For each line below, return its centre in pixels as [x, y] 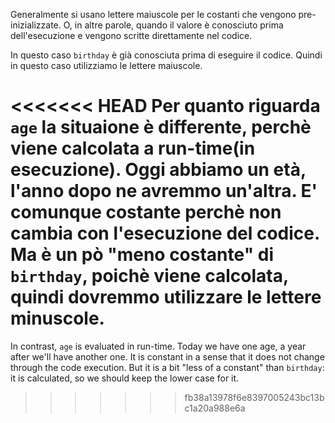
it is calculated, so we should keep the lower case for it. [125, 378]
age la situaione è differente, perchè [161, 127]
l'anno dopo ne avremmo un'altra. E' [164, 191]
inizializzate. [36, 25]
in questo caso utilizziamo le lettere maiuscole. [106, 65]
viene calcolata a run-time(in [133, 148]
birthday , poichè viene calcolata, [149, 276]
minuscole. [57, 318]
